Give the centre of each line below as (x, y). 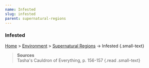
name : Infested (20, 9)
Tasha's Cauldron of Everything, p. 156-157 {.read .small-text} (79, 60)
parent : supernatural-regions (36, 18)
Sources (26, 55)
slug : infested (20, 14)
